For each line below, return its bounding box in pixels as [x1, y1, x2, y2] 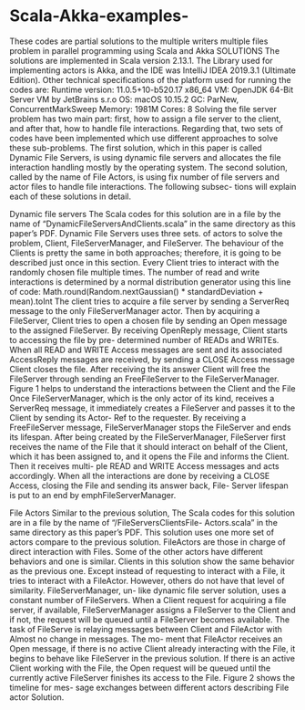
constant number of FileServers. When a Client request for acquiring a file [9, 594, 287, 605]
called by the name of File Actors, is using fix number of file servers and [9, 171, 280, 183]
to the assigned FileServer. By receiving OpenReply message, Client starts [9, 325, 289, 336]
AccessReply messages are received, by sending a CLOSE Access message [9, 353, 296, 365]
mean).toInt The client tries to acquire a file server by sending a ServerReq [9, 296, 290, 307]
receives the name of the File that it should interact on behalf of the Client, [9, 441, 289, 452]
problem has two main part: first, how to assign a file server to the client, [9, 113, 282, 124]
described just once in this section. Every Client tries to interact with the [9, 256, 280, 267]
